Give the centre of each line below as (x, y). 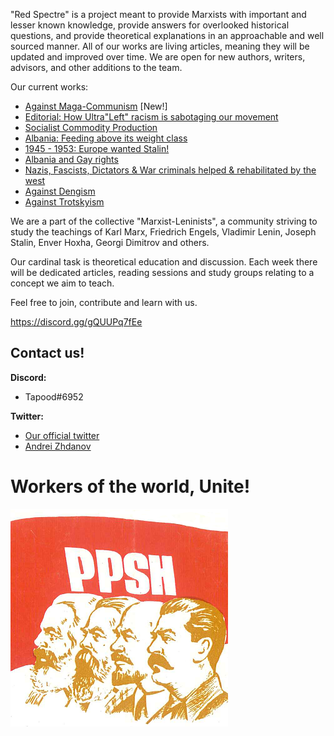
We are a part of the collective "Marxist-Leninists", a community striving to (164, 221)
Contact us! (47, 353)
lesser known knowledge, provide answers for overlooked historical (150, 25)
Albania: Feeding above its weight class (106, 138)
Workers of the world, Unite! (130, 486)
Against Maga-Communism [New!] (96, 106)
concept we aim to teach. (62, 283)
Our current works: (49, 87)
